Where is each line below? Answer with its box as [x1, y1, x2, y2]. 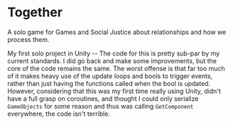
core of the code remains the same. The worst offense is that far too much [7, 64, 225, 72]
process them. [7, 35, 50, 43]
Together [7, 4, 63, 21]
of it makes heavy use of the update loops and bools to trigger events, [7, 72, 213, 80]
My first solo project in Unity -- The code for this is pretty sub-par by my [7, 49, 220, 58]
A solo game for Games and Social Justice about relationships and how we [7, 28, 227, 36]
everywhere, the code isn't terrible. [7, 109, 110, 118]
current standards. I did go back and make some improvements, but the [7, 56, 217, 65]
